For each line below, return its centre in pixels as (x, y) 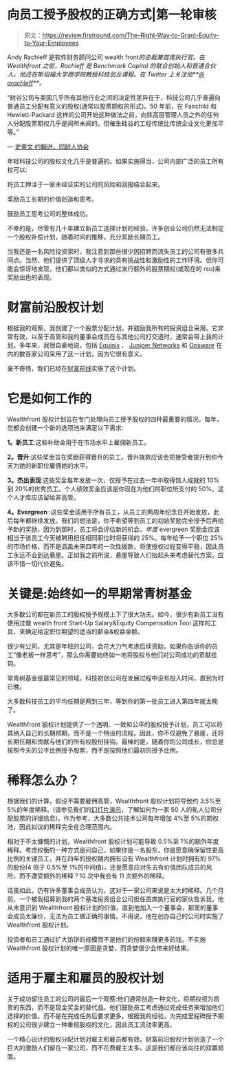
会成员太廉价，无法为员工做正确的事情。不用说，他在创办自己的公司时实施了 (115, 916)
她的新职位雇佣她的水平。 (55, 465)
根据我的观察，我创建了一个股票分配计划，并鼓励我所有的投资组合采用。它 (112, 327)
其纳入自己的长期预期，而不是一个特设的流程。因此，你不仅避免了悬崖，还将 (115, 733)
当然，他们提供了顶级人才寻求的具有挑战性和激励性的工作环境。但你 (121, 260)
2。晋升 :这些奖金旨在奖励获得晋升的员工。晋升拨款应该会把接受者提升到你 (112, 457)
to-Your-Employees (51, 43)
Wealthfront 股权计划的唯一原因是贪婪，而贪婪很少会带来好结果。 (100, 948)
